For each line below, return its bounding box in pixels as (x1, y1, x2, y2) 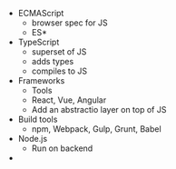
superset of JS (31, 46, 87, 57)
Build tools (17, 114, 58, 124)
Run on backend (31, 143, 93, 154)
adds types (31, 56, 74, 66)
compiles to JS (31, 65, 88, 76)
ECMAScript (17, 8, 64, 18)
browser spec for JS (31, 17, 108, 28)
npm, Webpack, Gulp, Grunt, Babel (31, 124, 161, 134)
